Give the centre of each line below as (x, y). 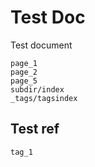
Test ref (35, 129)
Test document (41, 45)
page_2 (24, 72)
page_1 (24, 63)
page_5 (24, 81)
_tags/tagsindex (44, 98)
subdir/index (37, 89)
